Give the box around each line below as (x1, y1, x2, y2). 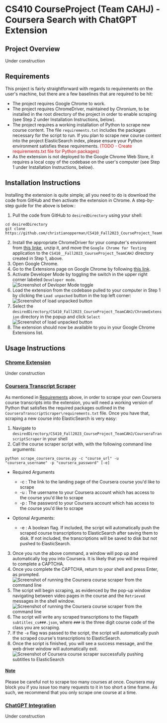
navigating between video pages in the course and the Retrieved (12, 593, 146, 599)
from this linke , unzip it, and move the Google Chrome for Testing (12, 245, 147, 251)
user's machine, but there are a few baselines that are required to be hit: (5, 91, 153, 97)
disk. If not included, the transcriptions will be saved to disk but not (19, 535, 158, 541)
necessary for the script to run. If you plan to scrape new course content (12, 132, 162, 138)
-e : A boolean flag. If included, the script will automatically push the (19, 524, 160, 530)
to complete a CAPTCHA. (12, 561, 65, 567)
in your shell (42, 435, 68, 441)
